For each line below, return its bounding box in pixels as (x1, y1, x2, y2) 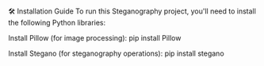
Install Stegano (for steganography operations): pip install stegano (8, 49, 224, 58)
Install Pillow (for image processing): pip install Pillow (8, 33, 182, 42)
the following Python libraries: (8, 18, 106, 27)
